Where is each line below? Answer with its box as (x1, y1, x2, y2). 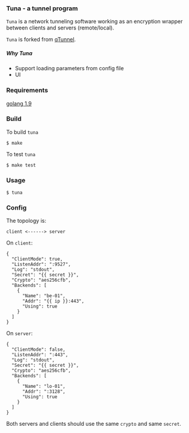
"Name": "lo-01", (22, 383, 66, 390)
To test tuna (6, 150, 36, 157)
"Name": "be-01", (22, 293, 66, 299)
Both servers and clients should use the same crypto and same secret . (6, 420, 182, 428)
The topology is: (6, 217, 47, 225)
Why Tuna (6, 49, 33, 56)
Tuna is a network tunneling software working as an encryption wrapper (6, 18, 183, 25)
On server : (6, 330, 33, 337)
